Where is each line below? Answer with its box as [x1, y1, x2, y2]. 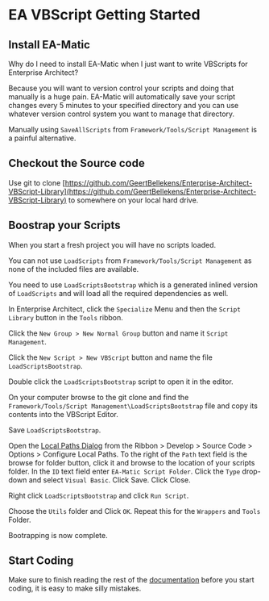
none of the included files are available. [8, 264, 139, 273]
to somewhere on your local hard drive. [68, 195, 199, 205]
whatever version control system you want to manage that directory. [8, 109, 235, 119]
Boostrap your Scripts [8, 219, 121, 232]
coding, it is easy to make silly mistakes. [8, 583, 142, 594]
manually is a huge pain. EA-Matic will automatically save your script [8, 92, 236, 102]
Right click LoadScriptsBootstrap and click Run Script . [8, 490, 189, 500]
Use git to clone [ [8, 177, 66, 187]
